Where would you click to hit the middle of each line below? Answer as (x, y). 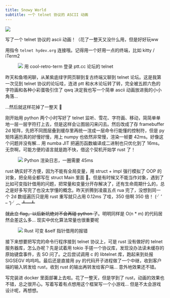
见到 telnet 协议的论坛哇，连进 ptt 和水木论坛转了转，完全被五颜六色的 (87, 83)
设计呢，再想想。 (23, 290)
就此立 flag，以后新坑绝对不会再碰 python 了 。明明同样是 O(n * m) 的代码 (82, 213)
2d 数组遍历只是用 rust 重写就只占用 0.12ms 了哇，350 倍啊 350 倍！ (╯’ (87, 196)
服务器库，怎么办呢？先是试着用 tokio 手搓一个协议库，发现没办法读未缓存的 (85, 248)
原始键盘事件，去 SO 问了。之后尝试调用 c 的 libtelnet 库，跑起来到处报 (79, 254)
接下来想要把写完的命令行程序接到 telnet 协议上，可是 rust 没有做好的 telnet (84, 241)
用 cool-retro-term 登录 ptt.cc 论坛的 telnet (69, 66)
